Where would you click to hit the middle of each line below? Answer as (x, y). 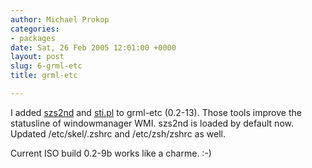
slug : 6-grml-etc (46, 66)
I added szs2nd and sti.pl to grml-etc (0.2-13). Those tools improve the (156, 112)
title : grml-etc (44, 76)
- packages (33, 38)
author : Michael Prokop (60, 19)
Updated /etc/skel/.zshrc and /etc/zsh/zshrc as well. (118, 133)
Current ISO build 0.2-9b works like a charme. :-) (111, 153)
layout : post (37, 57)
